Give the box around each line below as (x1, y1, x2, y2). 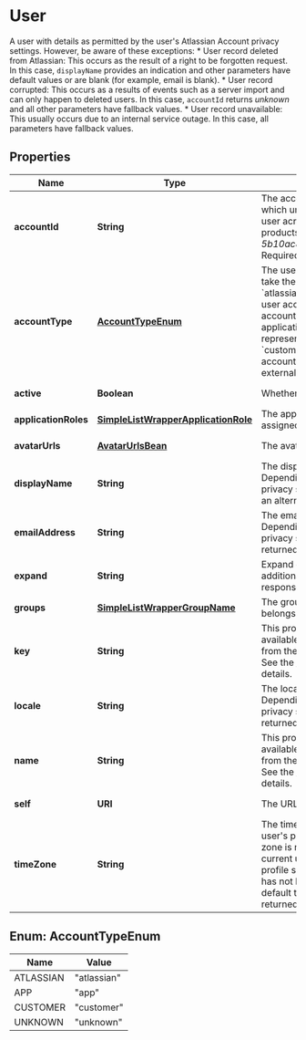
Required (260, 248, 301, 261)
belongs (260, 607, 296, 619)
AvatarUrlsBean (97, 439, 168, 452)
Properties (9, 150, 71, 165)
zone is (260, 840, 292, 853)
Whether (260, 387, 299, 400)
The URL (260, 797, 299, 810)
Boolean (97, 387, 134, 400)
